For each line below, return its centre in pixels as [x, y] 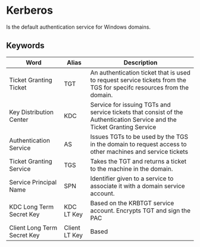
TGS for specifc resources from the [140, 87]
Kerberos [30, 10]
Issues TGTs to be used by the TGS [139, 137]
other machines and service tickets [139, 152]
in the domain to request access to [138, 144]
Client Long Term [33, 227]
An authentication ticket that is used [140, 72]
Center [19, 119]
